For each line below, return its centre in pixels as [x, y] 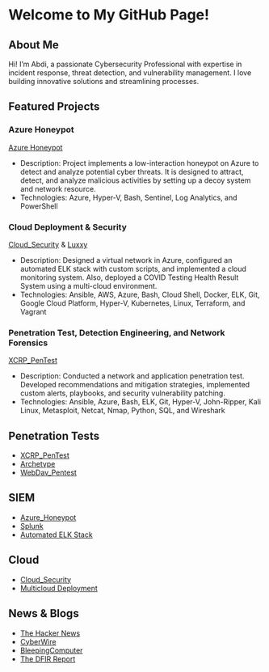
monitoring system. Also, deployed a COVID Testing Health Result [129, 277]
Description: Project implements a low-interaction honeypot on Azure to [139, 163]
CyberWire [38, 641]
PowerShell [39, 206]
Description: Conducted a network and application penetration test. [132, 376]
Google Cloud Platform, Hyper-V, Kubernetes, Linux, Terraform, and [132, 303]
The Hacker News [50, 633]
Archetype [38, 464]
